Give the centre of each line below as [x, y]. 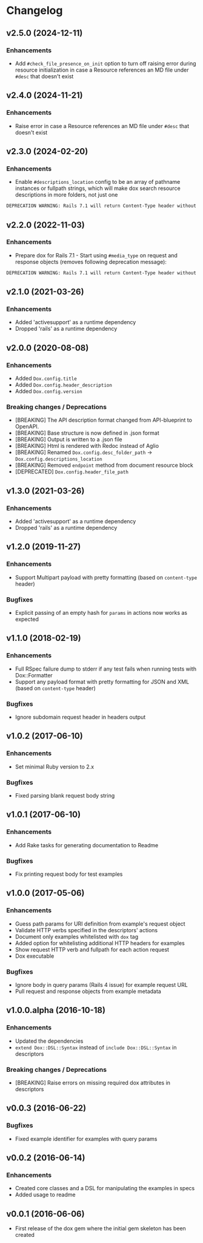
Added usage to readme [45, 1195]
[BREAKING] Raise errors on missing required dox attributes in [93, 1082]
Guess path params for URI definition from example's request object [100, 924]
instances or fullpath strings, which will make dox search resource [98, 188]
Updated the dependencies [49, 1041]
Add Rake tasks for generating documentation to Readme [87, 845]
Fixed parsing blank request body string [65, 795]
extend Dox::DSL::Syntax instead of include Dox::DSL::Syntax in [96, 1047]
